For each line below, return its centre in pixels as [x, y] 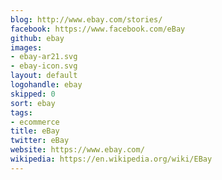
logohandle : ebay [46, 85]
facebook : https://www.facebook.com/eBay [98, 29]
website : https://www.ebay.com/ [77, 150]
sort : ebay [33, 103]
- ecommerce [35, 122]
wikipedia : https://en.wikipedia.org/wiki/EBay [111, 159]
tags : [21, 112]
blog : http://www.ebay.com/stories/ [86, 19]
